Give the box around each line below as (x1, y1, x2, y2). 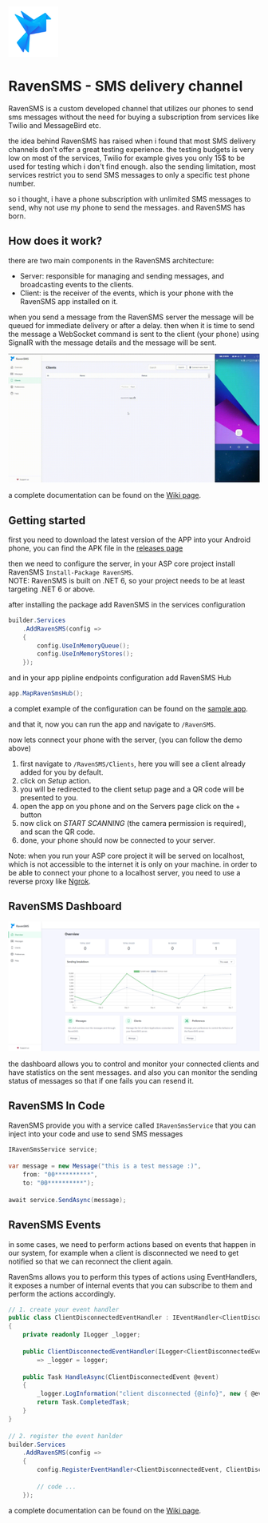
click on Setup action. (19, 776, 92, 786)
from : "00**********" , (22, 1171, 98, 1179)
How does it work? (8, 234, 103, 248)
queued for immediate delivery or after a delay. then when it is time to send (8, 320, 255, 330)
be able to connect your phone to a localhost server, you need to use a (8, 868, 241, 878)
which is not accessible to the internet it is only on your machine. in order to (8, 860, 258, 869)
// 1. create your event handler (8, 1305, 120, 1313)
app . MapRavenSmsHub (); (8, 690, 84, 698)
